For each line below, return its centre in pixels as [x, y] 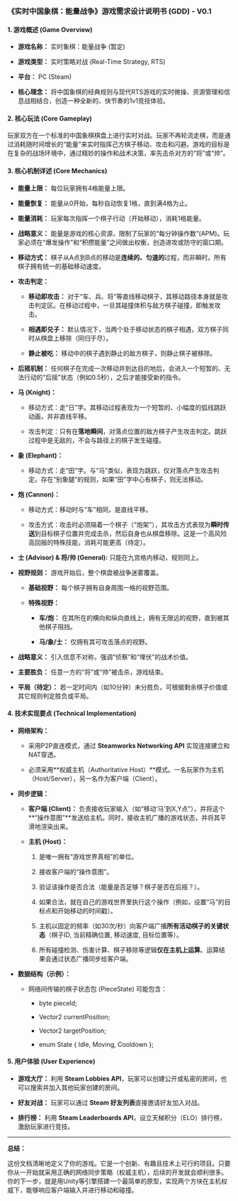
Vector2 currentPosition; [74, 1016]
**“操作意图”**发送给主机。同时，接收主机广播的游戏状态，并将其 [124, 817]
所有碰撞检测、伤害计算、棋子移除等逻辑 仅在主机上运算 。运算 [129, 950]
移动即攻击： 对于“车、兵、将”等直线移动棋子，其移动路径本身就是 [125, 296]
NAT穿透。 [44, 754]
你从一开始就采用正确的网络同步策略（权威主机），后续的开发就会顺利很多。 [118, 1172]
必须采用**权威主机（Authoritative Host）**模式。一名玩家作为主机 [126, 769]
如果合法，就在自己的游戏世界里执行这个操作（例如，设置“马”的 [131, 902]
